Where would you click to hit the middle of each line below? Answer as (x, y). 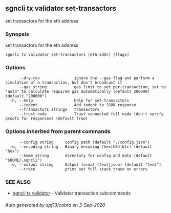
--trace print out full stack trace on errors (83, 169)
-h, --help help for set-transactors (70, 101)
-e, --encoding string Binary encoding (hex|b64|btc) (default (81, 147)
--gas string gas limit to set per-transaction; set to (92, 87)
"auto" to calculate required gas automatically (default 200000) (78, 92)
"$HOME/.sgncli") (24, 160)
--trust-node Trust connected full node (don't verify (91, 114)
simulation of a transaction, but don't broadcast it (64, 83)
